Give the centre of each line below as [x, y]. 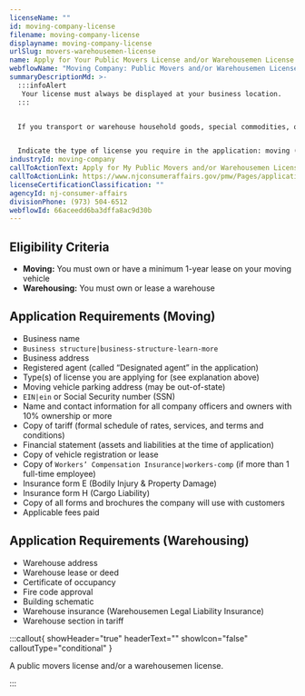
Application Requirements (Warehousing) [129, 541]
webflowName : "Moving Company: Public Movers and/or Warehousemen [138, 69]
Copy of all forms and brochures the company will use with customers [154, 502]
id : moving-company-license [63, 26]
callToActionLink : [44, 176]
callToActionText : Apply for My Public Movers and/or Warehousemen [140, 168]
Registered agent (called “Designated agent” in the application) [140, 367]
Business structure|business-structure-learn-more [120, 349]
